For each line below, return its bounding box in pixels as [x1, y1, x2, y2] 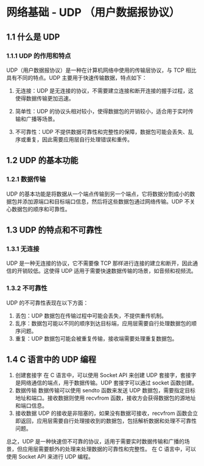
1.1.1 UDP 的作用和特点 [6, 51, 71, 60]
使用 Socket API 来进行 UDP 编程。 [6, 453, 94, 461]
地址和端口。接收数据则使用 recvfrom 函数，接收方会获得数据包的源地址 [15, 394, 196, 402]
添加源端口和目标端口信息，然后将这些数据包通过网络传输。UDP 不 [22, 197, 190, 205]
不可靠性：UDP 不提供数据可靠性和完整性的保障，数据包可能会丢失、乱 [15, 128, 194, 135]
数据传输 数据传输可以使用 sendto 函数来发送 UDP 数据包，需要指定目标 [15, 387, 196, 394]
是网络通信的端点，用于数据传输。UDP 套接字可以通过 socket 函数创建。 [15, 379, 197, 387]
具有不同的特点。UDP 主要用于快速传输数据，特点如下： [6, 74, 147, 81]
